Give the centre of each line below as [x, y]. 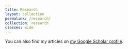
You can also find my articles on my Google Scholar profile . [64, 41]
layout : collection [25, 14]
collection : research [27, 23]
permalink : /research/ [28, 18]
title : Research [21, 9]
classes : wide [19, 28]
